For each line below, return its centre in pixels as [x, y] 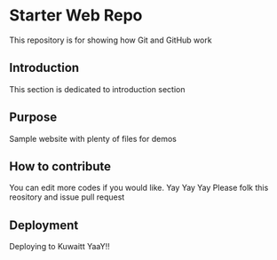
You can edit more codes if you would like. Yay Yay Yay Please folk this [139, 188]
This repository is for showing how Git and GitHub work [111, 40]
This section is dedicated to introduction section [97, 89]
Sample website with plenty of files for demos [93, 138]
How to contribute [60, 166]
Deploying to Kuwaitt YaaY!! [59, 247]
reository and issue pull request [67, 197]
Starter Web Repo [76, 16]
